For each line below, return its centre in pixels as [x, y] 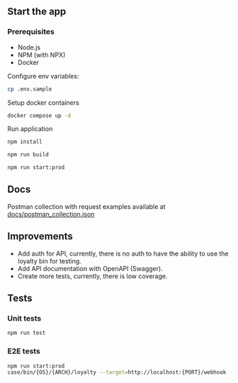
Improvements [40, 236]
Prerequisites [31, 32]
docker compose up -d [39, 115]
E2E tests [24, 351]
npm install [25, 142]
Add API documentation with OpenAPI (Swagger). [90, 268]
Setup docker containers [43, 103]
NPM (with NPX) [41, 55]
